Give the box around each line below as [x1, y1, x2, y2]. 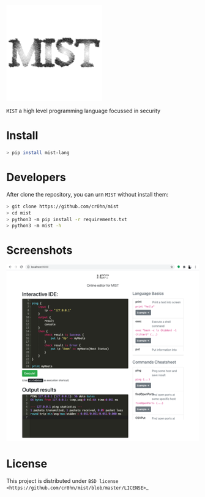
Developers [6, 171, 66, 184]
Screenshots [6, 243, 73, 257]
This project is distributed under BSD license [6, 477, 119, 484]
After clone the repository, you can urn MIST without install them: [6, 190, 169, 198]
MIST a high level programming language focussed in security [6, 107, 161, 114]
